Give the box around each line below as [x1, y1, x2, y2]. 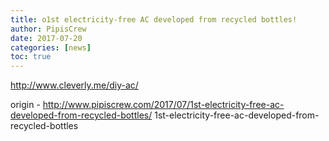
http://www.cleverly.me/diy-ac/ [10, 79, 139, 91]
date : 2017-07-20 [10, 33, 83, 43]
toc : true [10, 52, 52, 62]
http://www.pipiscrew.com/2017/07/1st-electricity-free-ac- [42, 99, 285, 111]
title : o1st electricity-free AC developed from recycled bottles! [10, 14, 298, 25]
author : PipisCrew [10, 24, 87, 34]
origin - [10, 99, 41, 111]
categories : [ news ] [10, 42, 92, 53]
